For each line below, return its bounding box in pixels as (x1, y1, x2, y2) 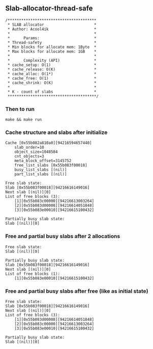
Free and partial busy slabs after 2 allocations (5, 232, 120, 240)
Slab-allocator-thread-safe (5, 4, 93, 13)
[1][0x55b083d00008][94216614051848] (14, 317, 95, 322)
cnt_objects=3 (14, 154, 44, 159)
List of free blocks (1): (5, 271, 60, 276)
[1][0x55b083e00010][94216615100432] (14, 275, 95, 281)
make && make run (5, 117, 42, 122)
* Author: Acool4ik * (7, 27, 97, 32)
